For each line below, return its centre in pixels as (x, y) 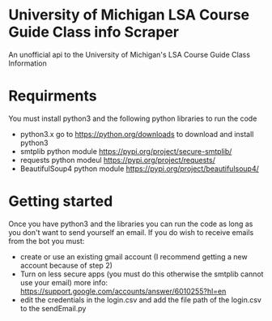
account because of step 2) (66, 265)
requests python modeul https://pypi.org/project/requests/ (118, 160)
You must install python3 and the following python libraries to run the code (133, 118)
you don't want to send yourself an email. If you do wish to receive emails (131, 232)
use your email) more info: (64, 282)
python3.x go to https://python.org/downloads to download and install (137, 134)
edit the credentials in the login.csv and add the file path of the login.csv (140, 300)
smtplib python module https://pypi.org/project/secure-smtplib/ (126, 151)
